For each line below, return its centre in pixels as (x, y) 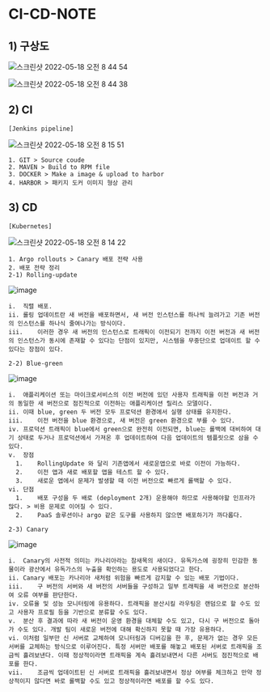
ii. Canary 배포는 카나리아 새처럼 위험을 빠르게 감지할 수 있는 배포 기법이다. (124, 578)
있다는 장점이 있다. (36, 349)
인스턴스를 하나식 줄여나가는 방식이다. (72, 323)
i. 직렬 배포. (30, 306)
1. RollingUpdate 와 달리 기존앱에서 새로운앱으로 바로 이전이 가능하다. (128, 463)
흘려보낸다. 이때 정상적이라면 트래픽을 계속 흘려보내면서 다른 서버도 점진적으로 (136, 655)
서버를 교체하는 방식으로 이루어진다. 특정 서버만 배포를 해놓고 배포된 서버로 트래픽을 (131, 647)
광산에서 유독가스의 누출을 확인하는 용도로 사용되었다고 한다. (116, 569)
